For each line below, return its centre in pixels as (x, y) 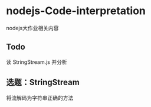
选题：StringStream (43, 82)
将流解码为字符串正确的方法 (40, 98)
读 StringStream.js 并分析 (37, 62)
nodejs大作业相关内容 (32, 28)
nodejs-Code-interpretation (76, 11)
